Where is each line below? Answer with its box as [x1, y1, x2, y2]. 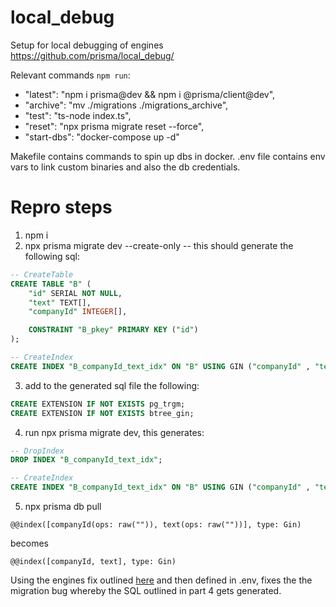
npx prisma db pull [24, 501, 102, 512]
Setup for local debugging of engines [10, 39, 164, 51]
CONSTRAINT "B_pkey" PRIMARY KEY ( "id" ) [28, 325, 199, 335]
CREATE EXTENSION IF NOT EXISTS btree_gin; [10, 408, 195, 418]
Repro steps [10, 196, 113, 219]
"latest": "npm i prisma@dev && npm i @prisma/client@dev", [24, 88, 276, 100]
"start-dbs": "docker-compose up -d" [24, 131, 180, 143]
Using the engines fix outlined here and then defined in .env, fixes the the [10, 574, 313, 586]
